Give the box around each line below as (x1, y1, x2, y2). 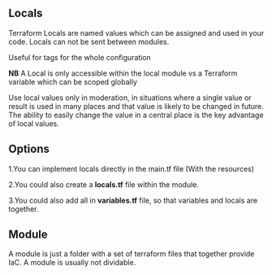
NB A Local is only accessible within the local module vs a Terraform (8, 68, 238, 78)
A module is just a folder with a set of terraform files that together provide (8, 249, 255, 259)
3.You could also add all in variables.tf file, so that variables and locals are (8, 195, 258, 205)
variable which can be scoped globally (8, 76, 138, 86)
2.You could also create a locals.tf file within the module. (8, 179, 200, 190)
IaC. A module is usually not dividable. (8, 258, 136, 268)
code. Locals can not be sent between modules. (8, 37, 170, 46)
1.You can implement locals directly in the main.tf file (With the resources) (8, 164, 254, 173)
